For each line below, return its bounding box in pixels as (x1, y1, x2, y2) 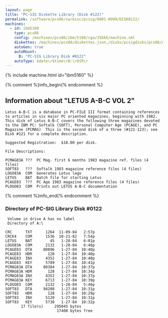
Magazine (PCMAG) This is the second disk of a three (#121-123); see (5, 127, 157, 132)
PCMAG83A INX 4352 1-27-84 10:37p (5, 273, 95, 278)
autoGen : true (14, 44, 43, 49)
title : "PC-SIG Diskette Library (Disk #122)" (5, 12, 104, 17)
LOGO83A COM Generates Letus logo (5, 171, 81, 176)
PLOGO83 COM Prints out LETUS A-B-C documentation (5, 184, 117, 189)
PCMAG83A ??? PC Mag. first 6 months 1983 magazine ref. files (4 (5, 158, 149, 163)
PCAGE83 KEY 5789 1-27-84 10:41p (5, 260, 95, 265)
